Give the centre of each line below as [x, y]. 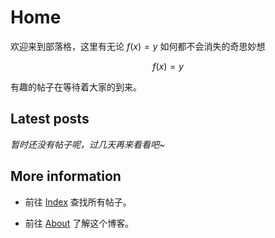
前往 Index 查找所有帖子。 [78, 202]
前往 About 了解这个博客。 [79, 223]
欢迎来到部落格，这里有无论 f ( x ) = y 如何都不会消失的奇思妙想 [138, 46]
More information [66, 176]
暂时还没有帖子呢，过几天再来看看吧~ [88, 144]
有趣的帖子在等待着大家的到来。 [76, 87]
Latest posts [50, 119]
